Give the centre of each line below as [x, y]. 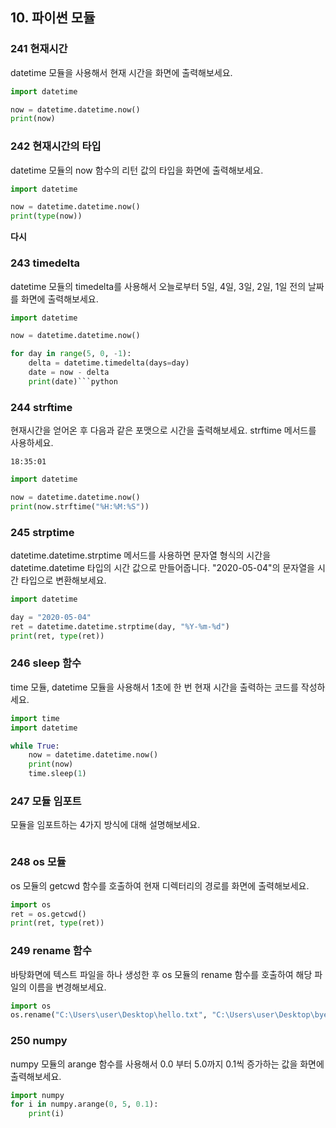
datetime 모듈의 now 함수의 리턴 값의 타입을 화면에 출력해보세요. [137, 170]
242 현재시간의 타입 [56, 146]
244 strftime [41, 407]
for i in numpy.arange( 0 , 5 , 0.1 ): [84, 1104]
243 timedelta [45, 263]
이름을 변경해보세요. [67, 987]
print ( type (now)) [46, 216]
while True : [35, 746]
